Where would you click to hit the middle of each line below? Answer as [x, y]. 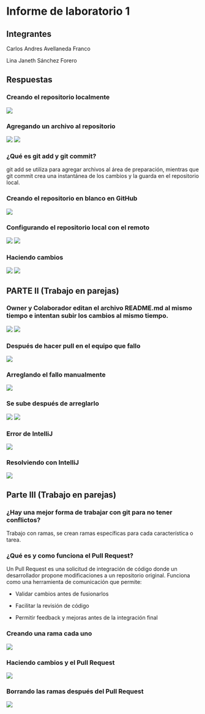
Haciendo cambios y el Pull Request [61, 662]
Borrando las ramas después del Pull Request [75, 691]
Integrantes [29, 34]
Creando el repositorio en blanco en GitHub [72, 199]
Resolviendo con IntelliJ [43, 463]
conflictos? [24, 520]
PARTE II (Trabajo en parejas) [63, 290]
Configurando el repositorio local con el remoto [78, 227]
